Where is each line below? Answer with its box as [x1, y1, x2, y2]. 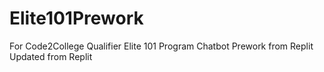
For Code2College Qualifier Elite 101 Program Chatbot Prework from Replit [9, 40, 314, 52]
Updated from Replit [9, 50, 93, 62]
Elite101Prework [9, 7, 144, 30]
